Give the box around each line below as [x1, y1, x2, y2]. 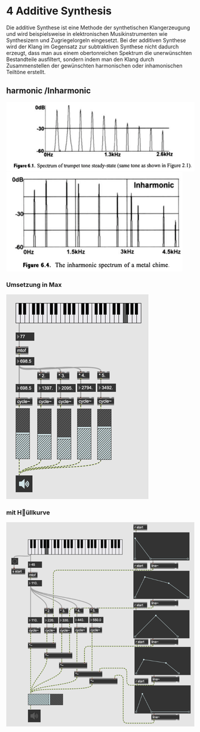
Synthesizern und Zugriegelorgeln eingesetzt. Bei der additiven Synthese [6, 36, 186, 44]
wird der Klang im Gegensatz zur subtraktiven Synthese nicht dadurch [6, 43, 179, 50]
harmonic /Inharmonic [6, 85, 91, 96]
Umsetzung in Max [6, 280, 62, 289]
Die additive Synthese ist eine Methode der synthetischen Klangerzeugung [6, 24, 190, 31]
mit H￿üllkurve [6, 509, 51, 516]
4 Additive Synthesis [6, 4, 112, 18]
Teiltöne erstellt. [6, 68, 46, 75]
